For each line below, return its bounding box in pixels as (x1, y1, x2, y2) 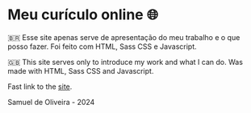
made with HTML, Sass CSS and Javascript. (7, 66, 154, 75)
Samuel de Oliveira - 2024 (7, 97, 95, 107)
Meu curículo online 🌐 (7, 6, 159, 24)
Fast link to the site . (7, 82, 73, 91)
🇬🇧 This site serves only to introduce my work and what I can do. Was (7, 57, 244, 67)
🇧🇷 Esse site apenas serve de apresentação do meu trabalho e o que (7, 32, 241, 42)
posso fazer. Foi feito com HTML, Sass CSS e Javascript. (7, 42, 197, 51)
